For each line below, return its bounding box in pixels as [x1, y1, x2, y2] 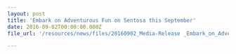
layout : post [7, 10, 46, 18]
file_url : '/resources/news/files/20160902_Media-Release [7, 29, 181, 37]
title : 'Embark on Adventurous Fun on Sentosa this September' [7, 17, 197, 24]
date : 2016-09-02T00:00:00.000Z [7, 23, 102, 30]
